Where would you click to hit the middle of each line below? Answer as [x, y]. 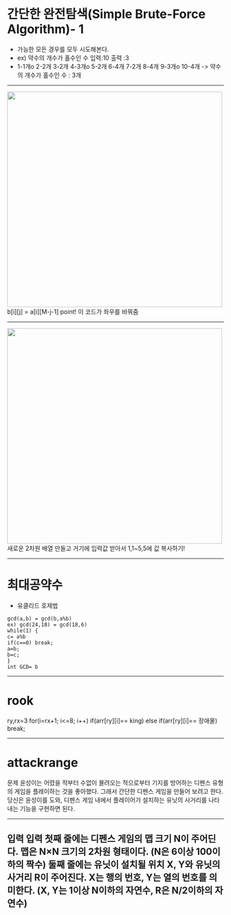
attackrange [43, 763]
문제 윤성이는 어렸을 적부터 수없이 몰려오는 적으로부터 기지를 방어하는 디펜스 [109, 783]
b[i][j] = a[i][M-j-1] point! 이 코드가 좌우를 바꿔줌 [73, 312]
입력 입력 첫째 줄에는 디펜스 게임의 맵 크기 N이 [98, 839]
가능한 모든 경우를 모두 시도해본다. [63, 49]
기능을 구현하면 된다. [47, 808]
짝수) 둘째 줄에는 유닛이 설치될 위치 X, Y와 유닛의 [123, 865]
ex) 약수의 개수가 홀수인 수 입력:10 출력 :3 [73, 58]
